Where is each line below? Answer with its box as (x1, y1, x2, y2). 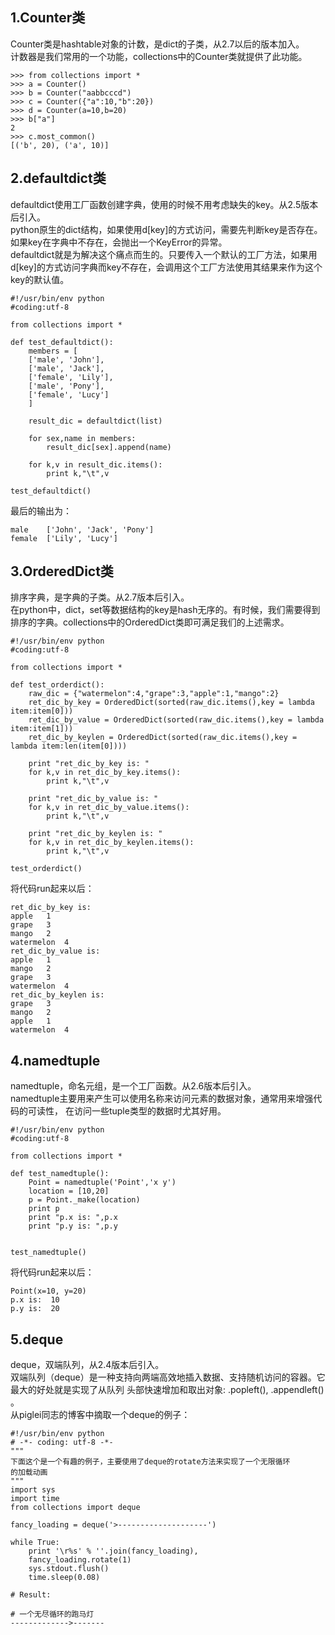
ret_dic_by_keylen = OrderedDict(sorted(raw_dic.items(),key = (28, 733, 298, 743)
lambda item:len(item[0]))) (10, 741, 128, 752)
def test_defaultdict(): (10, 337, 114, 347)
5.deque (10, 1331, 64, 1348)
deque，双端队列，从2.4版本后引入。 (10, 1359, 165, 1371)
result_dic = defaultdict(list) (28, 416, 163, 426)
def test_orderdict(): (10, 680, 105, 690)
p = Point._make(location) (28, 1195, 141, 1205)
